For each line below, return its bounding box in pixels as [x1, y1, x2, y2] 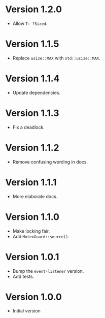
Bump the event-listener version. [12, 268, 84, 274]
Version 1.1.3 [5, 108, 59, 119]
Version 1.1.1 [5, 176, 57, 188]
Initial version [12, 308, 41, 314]
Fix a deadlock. [12, 124, 45, 130]
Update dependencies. [12, 89, 61, 96]
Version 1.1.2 [5, 142, 59, 153]
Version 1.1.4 [5, 73, 60, 84]
